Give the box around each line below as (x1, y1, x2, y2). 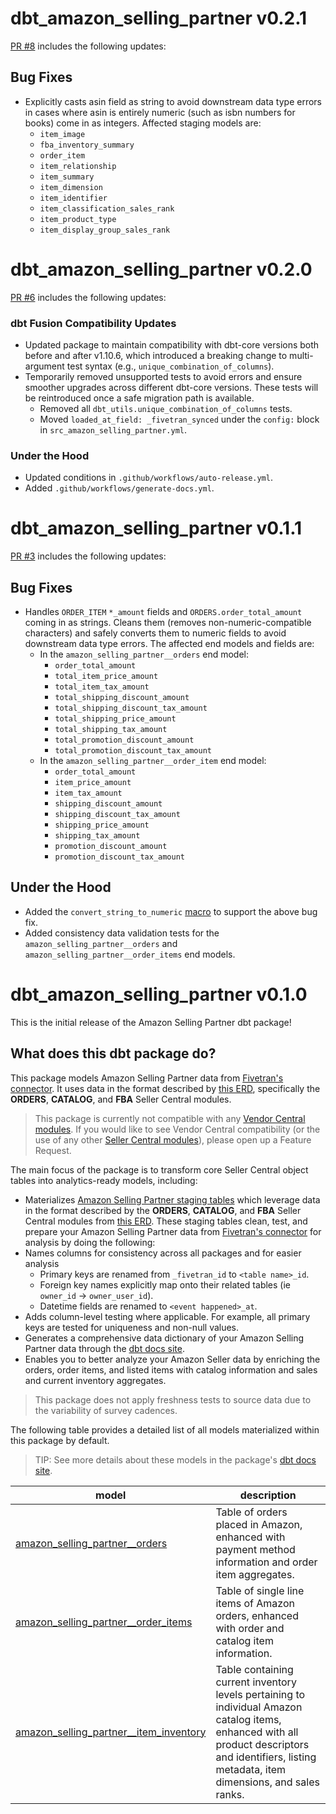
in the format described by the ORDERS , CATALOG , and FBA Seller (24, 1204, 302, 1216)
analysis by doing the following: (24, 1236, 156, 1248)
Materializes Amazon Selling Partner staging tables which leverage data (24, 1193, 321, 1206)
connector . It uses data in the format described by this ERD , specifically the (10, 1082, 321, 1094)
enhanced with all (215, 1725, 299, 1739)
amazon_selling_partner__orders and (24, 937, 178, 949)
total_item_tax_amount (54, 682, 150, 692)
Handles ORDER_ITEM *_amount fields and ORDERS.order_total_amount (24, 606, 303, 618)
